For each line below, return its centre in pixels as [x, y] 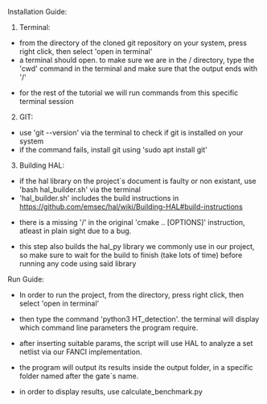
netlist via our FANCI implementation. [80, 352]
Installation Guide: [37, 12]
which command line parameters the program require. [109, 327]
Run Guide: [26, 279]
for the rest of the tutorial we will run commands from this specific [129, 93]
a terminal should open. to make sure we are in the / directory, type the [137, 60]
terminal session [46, 101]
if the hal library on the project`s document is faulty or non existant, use [138, 181]
